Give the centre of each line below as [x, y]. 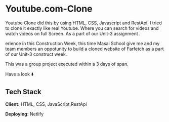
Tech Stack [23, 92]
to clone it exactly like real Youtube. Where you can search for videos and [82, 28]
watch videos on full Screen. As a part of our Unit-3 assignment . [73, 33]
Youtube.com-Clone [49, 9]
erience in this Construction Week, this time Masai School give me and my [82, 43]
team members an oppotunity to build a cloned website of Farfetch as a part [85, 49]
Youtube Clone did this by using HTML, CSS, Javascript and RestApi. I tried [83, 23]
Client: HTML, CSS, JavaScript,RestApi [46, 104]
